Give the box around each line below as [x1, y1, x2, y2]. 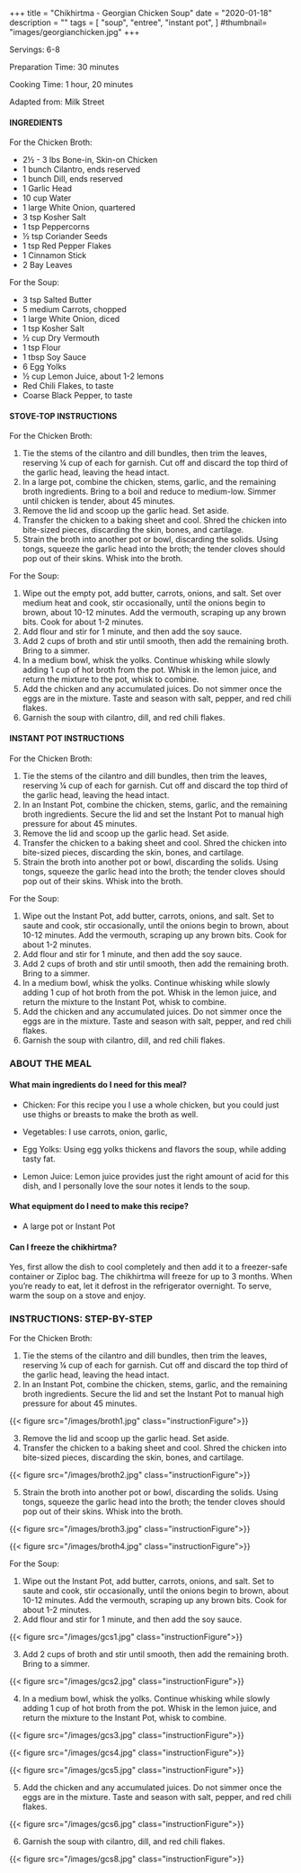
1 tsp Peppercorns [22, 221, 90, 232]
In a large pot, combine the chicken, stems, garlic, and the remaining [22, 477, 277, 488]
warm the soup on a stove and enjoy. [9, 1290, 146, 1301]
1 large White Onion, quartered [22, 202, 136, 213]
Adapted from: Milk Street [9, 96, 105, 107]
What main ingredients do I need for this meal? [9, 1080, 187, 1090]
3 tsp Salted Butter [22, 294, 93, 305]
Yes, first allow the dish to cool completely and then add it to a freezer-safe [9, 1261, 288, 1272]
